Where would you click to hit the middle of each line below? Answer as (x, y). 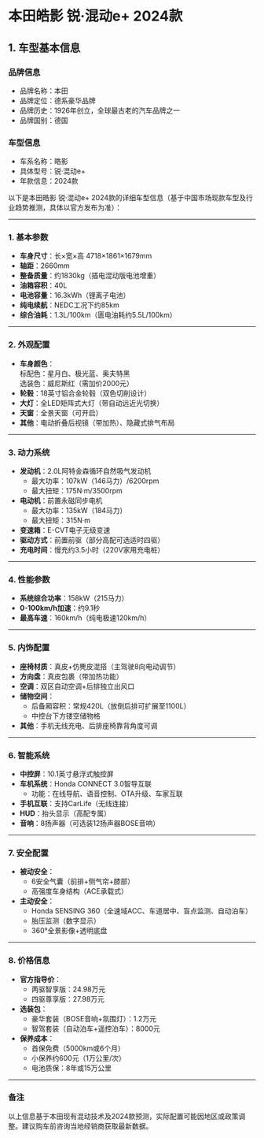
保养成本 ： (37, 1038)
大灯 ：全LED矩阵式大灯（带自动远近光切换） (92, 403)
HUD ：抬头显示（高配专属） (65, 813)
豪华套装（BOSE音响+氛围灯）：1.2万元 (94, 1018)
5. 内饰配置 (29, 648)
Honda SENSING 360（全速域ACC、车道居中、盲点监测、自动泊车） (142, 911)
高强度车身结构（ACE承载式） (79, 891)
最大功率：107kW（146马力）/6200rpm (95, 481)
